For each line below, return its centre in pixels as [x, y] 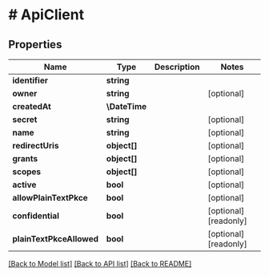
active [24, 185]
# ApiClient [46, 15]
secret [25, 120]
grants [25, 158]
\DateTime [126, 106]
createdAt [32, 106]
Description [177, 67]
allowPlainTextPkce [50, 198]
